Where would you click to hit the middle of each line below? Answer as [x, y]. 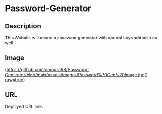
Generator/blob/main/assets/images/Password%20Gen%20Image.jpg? [76, 75]
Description [23, 26]
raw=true [14, 79]
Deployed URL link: [24, 106]
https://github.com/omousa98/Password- [48, 69]
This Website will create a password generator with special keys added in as [81, 38]
